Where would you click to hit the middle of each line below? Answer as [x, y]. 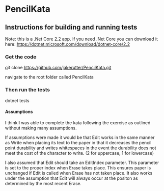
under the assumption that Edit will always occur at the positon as [72, 178]
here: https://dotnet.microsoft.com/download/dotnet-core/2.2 [68, 44]
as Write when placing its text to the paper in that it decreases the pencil [78, 142]
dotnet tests [17, 100]
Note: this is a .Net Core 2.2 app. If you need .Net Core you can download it [82, 39]
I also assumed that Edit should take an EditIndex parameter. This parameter [82, 163]
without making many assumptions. [41, 128]
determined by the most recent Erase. [43, 183]
